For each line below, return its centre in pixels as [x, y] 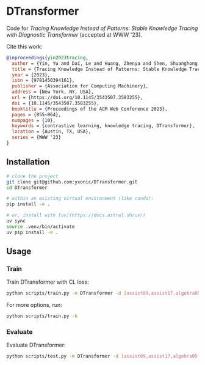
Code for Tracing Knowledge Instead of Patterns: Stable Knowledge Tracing [102, 28]
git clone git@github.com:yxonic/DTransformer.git [72, 182]
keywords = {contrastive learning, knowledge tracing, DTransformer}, [103, 126]
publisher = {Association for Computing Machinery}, [80, 86]
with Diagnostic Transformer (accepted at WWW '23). [74, 34]
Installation [28, 162]
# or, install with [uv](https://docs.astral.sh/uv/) [76, 215]
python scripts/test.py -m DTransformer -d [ [65, 356]
